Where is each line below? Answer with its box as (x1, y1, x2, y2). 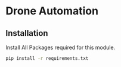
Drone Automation (5, 4, 99, 18)
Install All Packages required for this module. (5, 44, 116, 51)
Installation (5, 28, 48, 38)
